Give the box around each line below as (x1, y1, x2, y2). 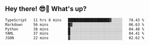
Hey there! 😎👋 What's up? (5, 5, 87, 13)
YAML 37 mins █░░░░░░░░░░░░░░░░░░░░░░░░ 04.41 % (5, 31, 145, 36)
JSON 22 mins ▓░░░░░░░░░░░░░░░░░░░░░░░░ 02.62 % (5, 36, 145, 41)
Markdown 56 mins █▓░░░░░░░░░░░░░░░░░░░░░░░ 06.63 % (5, 22, 145, 27)
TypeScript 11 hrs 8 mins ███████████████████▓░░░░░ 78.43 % (5, 17, 145, 22)
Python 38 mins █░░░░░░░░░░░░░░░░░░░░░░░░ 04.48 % (5, 27, 145, 31)
